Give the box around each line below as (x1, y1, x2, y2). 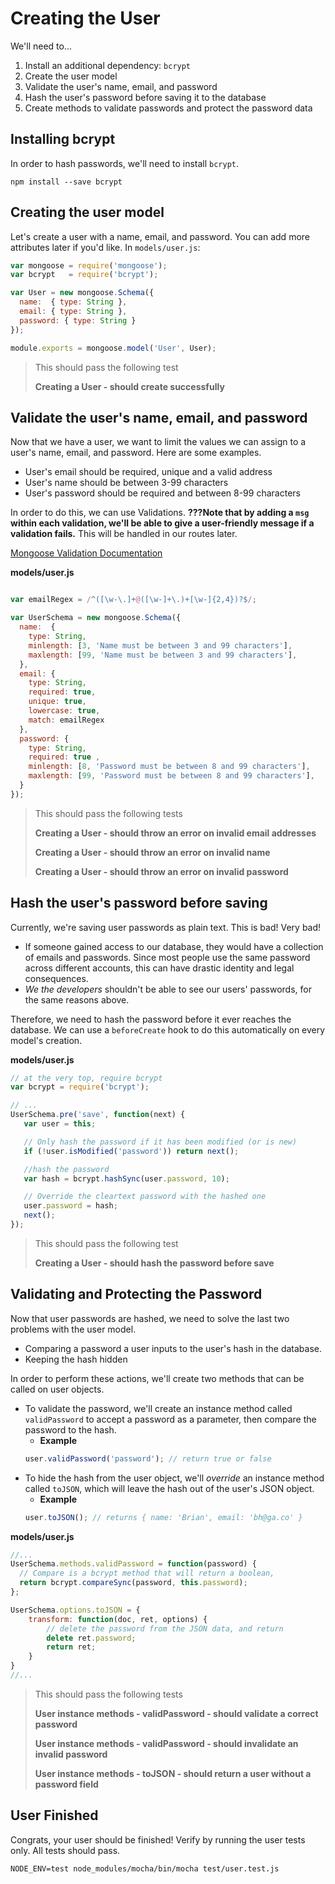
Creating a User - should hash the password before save (34, 1257, 275, 1269)
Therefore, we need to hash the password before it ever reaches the (10, 1013, 292, 1025)
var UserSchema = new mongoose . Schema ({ (10, 613, 182, 623)
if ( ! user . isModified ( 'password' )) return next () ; (23, 1146, 240, 1156)
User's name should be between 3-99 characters (24, 477, 229, 489)
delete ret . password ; (46, 1633, 137, 1643)
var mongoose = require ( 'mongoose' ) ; (10, 260, 168, 271)
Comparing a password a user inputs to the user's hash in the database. (24, 1342, 323, 1354)
